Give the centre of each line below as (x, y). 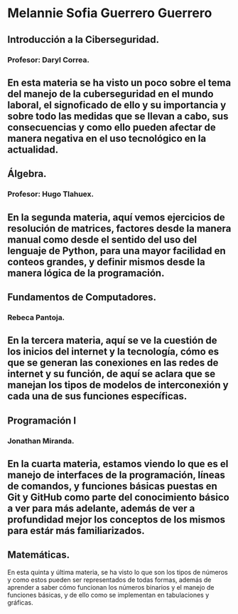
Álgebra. (27, 174)
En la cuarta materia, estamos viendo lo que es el (118, 464)
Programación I (42, 420)
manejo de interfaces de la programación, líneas (116, 475)
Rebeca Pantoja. (36, 317)
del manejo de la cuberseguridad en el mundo (110, 94)
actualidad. (33, 149)
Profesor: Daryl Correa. (49, 60)
